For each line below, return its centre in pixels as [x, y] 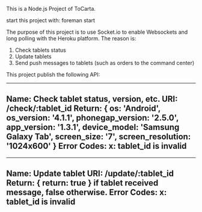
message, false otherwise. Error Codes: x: [87, 192]
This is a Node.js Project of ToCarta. [51, 9]
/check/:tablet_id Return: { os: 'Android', [84, 109]
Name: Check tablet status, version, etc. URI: [92, 99]
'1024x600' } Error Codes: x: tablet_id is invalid [96, 146]
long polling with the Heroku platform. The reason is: [71, 38]
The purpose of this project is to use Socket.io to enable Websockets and [97, 32]
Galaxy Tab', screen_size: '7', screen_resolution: [99, 137]
